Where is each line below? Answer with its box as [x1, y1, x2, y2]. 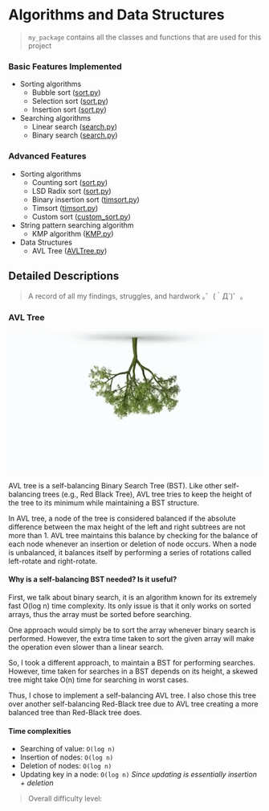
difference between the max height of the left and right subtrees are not [8, 521, 247, 532]
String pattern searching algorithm [19, 220, 134, 230]
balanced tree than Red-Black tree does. [8, 708, 143, 718]
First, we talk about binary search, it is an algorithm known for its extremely [8, 593, 257, 603]
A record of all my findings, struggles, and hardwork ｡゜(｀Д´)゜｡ [27, 291, 244, 301]
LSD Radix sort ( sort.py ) [31, 186, 112, 196]
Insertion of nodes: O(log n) [19, 752, 114, 762]
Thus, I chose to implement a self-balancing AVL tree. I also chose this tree [8, 690, 257, 701]
